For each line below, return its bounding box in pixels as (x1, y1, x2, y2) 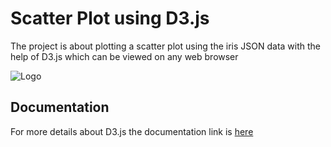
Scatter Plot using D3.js (10, 7, 210, 30)
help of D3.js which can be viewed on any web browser (10, 50, 239, 62)
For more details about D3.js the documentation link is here (10, 125, 254, 137)
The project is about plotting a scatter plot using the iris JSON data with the (10, 40, 322, 52)
